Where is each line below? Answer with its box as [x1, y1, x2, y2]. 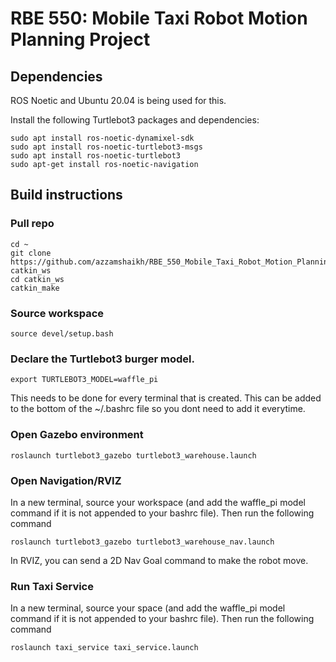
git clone [10, 248, 52, 258]
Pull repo [10, 217, 55, 231]
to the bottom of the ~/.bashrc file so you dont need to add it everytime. [10, 403, 306, 415]
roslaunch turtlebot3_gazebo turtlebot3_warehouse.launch [10, 450, 257, 461]
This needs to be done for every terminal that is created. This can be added [10, 392, 322, 404]
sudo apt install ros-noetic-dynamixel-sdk [10, 133, 195, 143]
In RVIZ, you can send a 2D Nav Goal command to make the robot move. [10, 554, 309, 566]
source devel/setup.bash [10, 328, 114, 339]
